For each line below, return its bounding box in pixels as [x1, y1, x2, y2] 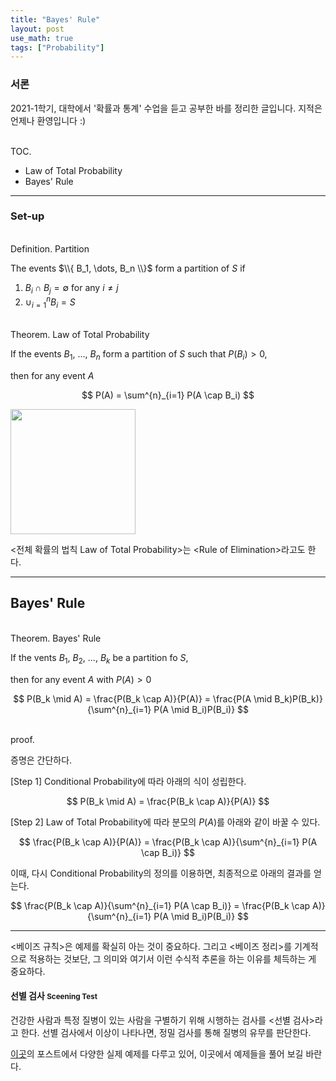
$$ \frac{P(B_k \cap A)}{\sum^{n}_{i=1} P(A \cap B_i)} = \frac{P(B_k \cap [10, 899, 311, 911]
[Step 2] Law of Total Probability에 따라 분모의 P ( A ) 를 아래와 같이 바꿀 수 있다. [10, 816, 321, 828]
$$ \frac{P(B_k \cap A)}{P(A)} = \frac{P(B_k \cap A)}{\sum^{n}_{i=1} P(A [18, 836, 318, 848]
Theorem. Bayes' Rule [10, 632, 102, 644]
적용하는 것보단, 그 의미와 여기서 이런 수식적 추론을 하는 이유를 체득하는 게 [28, 952, 317, 965]
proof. [10, 733, 35, 745]
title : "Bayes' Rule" [10, 14, 101, 25]
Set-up [10, 209, 45, 223]
